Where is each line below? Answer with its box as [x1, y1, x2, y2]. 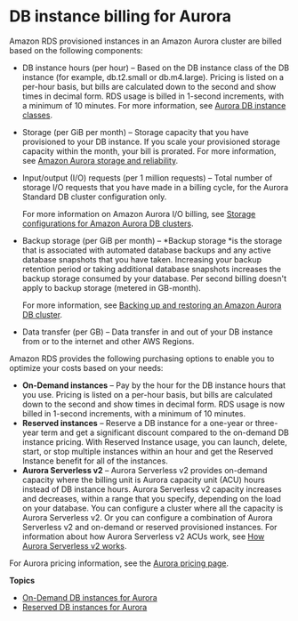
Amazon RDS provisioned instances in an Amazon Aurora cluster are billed [9, 36, 282, 46]
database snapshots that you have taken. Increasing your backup [21, 254, 262, 264]
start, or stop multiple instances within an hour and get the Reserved [21, 446, 274, 456]
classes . [21, 109, 53, 120]
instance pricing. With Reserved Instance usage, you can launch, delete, [21, 436, 287, 447]
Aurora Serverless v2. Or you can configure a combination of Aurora [21, 512, 273, 522]
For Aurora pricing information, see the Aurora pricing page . [9, 558, 230, 569]
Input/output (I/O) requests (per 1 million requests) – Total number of [21, 172, 273, 183]
